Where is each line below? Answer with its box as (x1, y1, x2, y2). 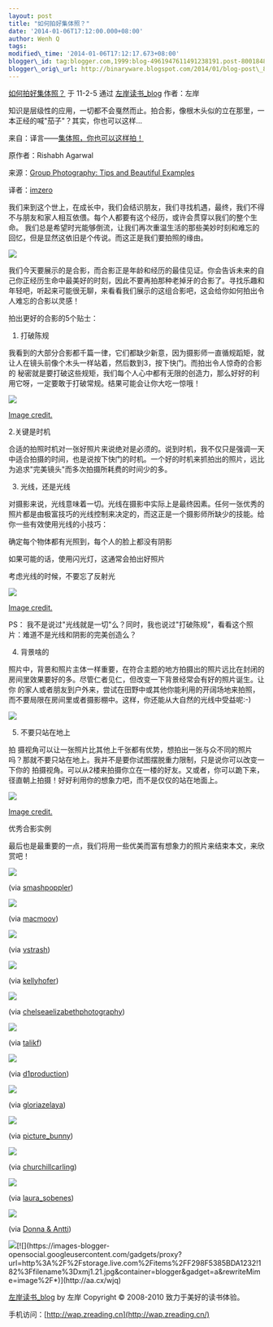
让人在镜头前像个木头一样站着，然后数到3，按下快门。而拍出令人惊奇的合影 (8, 357, 262, 367)
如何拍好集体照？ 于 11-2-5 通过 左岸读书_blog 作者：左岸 (8, 88, 200, 98)
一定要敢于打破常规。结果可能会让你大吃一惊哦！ (36, 378, 201, 388)
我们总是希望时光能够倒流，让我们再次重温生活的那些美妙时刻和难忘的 (24, 222, 260, 232)
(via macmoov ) (8, 913, 59, 923)
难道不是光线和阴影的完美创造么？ (22, 629, 136, 639)
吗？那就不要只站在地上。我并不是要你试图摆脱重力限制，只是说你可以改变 (8, 755, 258, 764)
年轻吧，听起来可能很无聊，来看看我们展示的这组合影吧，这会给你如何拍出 (8, 286, 258, 296)
